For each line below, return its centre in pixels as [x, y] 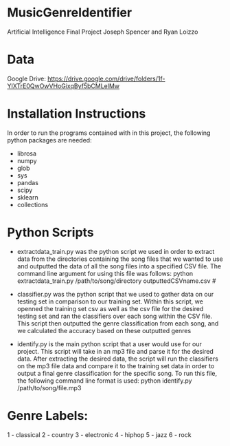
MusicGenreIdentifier [70, 13]
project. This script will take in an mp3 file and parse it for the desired [115, 351]
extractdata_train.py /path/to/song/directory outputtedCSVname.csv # [116, 281]
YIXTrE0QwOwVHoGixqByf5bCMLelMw [64, 86]
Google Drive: [27, 78]
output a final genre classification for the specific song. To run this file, [117, 373]
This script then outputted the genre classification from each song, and [118, 323]
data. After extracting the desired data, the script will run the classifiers [117, 359]
